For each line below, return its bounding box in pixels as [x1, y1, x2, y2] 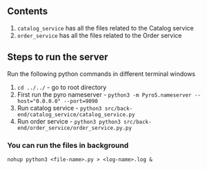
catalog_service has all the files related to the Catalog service [17, 23, 195, 32]
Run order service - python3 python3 [17, 117, 121, 125]
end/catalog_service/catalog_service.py [17, 111, 135, 118]
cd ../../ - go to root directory [17, 83, 107, 91]
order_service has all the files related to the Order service [17, 31, 182, 39]
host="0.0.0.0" [17, 97, 61, 104]
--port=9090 [63, 97, 98, 104]
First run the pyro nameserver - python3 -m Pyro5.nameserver [17, 90, 192, 99]
